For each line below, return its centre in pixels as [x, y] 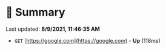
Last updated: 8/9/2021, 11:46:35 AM [53, 29]
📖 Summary [35, 12]
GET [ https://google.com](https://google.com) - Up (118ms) [88, 40]
